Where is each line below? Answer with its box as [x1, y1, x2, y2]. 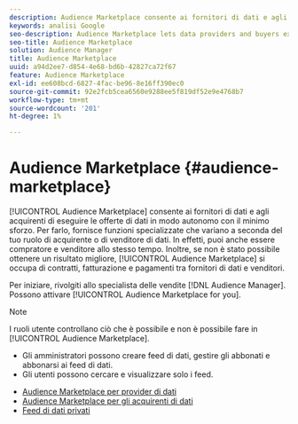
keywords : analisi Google [9, 21, 105, 30]
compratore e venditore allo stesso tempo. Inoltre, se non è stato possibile [9, 244, 280, 255]
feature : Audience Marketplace [9, 71, 125, 80]
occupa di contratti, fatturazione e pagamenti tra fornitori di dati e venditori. [9, 263, 286, 273]
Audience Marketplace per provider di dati [21, 387, 177, 397]
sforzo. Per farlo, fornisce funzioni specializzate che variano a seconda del [9, 225, 283, 236]
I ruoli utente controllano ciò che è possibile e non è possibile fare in [9, 324, 259, 334]
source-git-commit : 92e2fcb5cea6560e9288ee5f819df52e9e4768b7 [9, 87, 244, 96]
